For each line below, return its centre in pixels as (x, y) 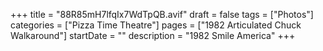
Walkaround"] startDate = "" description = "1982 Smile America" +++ (153, 35)
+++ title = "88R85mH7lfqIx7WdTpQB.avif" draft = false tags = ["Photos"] (162, 14)
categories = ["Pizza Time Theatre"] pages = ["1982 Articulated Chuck (156, 25)
